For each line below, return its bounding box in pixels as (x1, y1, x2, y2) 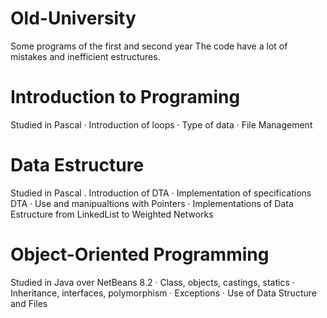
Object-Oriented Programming (10, 243, 270, 266)
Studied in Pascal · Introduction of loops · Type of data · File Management (10, 118, 313, 131)
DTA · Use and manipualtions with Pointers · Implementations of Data (10, 197, 294, 209)
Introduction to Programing (10, 86, 241, 109)
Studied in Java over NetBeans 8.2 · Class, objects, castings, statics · (10, 276, 295, 288)
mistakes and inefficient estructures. (10, 50, 161, 62)
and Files (10, 297, 48, 309)
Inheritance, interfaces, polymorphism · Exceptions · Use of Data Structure (10, 287, 317, 299)
